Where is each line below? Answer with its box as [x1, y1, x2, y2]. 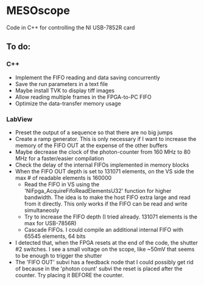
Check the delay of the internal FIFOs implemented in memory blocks [15, 161, 189, 168]
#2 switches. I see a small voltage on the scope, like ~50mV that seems [15, 245, 195, 253]
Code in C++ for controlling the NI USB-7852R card [6, 24, 135, 31]
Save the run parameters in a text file [15, 80, 108, 87]
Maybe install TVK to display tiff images [15, 87, 114, 94]
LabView [6, 115, 33, 123]
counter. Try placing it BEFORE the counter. [15, 271, 124, 278]
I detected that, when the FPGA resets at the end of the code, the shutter [15, 239, 198, 246]
